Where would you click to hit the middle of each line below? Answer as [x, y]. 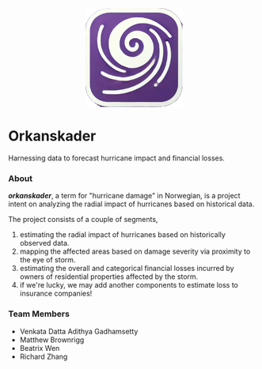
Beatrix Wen [40, 348]
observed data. [44, 243]
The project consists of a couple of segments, [83, 220]
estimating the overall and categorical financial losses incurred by [127, 269]
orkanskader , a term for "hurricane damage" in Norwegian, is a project [124, 196]
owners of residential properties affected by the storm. [109, 277]
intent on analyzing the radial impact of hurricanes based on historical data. [131, 204]
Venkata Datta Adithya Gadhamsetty [79, 331]
